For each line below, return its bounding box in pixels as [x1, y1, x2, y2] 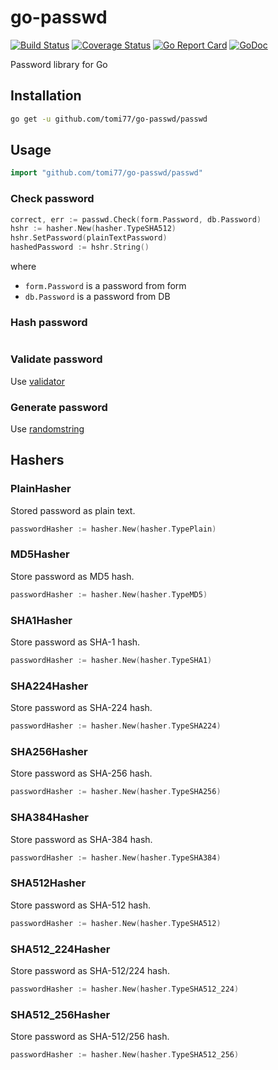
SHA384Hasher [10, 811, 89, 825]
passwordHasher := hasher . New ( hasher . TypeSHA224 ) [10, 721, 222, 731]
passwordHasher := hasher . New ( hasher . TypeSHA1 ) [10, 656, 213, 666]
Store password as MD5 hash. [10, 570, 135, 582]
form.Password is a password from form [24, 280, 187, 292]
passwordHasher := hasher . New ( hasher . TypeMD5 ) [10, 589, 208, 600]
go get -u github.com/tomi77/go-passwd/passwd [10, 114, 208, 124]
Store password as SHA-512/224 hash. [10, 964, 170, 976]
